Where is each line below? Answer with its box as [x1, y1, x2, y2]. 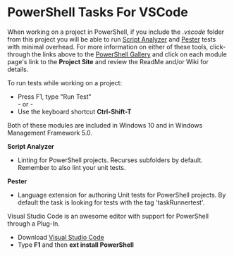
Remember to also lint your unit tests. [17, 163, 126, 171]
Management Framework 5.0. [7, 128, 93, 137]
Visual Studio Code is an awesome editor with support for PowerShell [7, 212, 209, 220]
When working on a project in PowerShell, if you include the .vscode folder [7, 28, 224, 36]
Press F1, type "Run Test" [17, 92, 92, 101]
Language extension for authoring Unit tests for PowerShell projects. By [17, 190, 226, 199]
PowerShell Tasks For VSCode [7, 4, 188, 20]
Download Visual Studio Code [17, 233, 104, 241]
